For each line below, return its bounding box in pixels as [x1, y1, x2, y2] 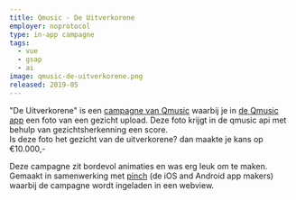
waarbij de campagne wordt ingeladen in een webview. [9, 179, 215, 190]
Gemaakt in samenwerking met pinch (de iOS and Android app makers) [9, 170, 273, 181]
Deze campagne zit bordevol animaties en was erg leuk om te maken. [9, 160, 268, 171]
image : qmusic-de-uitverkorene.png [9, 72, 143, 81]
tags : [9, 38, 30, 48]
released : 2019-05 [9, 80, 79, 89]
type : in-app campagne [9, 30, 95, 39]
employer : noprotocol [9, 22, 91, 31]
